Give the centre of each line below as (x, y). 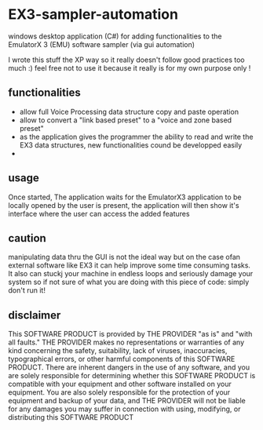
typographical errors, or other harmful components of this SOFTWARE (122, 359)
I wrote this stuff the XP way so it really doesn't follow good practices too (126, 60)
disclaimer (35, 315)
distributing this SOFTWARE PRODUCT (71, 417)
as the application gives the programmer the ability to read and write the (136, 137)
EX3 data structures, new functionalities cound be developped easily (131, 145)
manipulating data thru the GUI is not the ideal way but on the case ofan (124, 257)
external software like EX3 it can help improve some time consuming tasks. (130, 265)
